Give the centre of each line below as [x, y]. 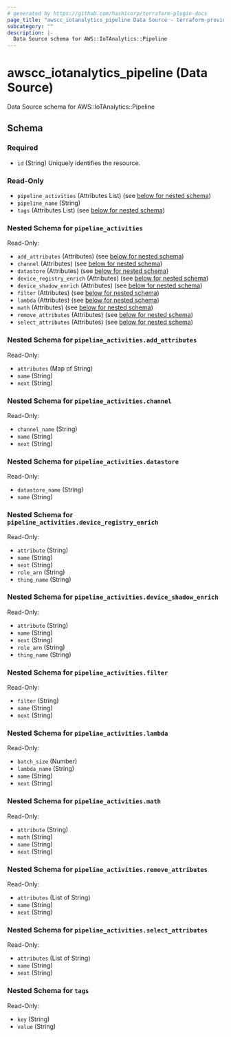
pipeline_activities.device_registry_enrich [83, 523]
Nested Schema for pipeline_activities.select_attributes [108, 930]
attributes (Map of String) [55, 368]
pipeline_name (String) [49, 203]
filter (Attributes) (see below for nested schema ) [88, 293]
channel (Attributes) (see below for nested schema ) [90, 264]
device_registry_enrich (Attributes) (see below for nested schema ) [113, 279]
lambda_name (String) [45, 769]
